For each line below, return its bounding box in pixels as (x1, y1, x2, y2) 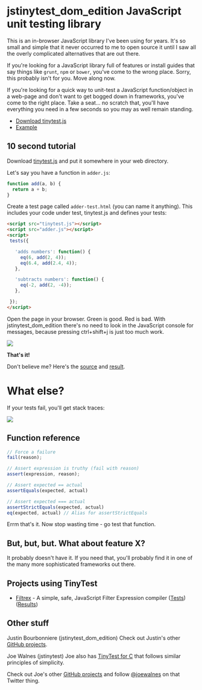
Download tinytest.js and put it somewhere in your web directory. (7, 157, 169, 164)
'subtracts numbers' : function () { (14, 276, 104, 282)
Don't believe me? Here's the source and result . (7, 363, 125, 370)
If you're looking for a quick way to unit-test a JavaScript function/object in (7, 86, 194, 93)
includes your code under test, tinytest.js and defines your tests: (7, 209, 167, 216)
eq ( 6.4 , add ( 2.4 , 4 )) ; (20, 260, 78, 266)
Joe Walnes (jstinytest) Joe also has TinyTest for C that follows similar (7, 652, 181, 660)
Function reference (7, 433, 80, 443)
